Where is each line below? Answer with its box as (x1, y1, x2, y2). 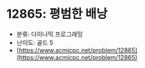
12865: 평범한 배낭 (6, 6, 108, 22)
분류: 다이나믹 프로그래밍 (16, 30, 83, 38)
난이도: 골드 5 (16, 38, 54, 46)
